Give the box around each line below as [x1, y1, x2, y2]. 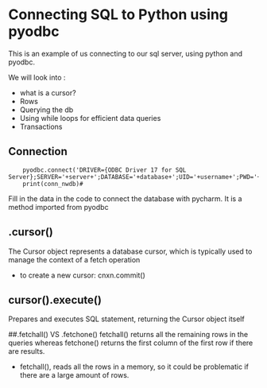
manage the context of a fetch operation [8, 254, 141, 264]
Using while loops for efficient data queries [19, 113, 161, 122]
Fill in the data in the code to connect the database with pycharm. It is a [8, 193, 242, 204]
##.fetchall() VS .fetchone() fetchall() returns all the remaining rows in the [8, 330, 249, 339]
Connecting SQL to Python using [8, 6, 229, 24]
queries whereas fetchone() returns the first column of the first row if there [8, 338, 253, 347]
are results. [8, 347, 45, 356]
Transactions [19, 122, 63, 131]
